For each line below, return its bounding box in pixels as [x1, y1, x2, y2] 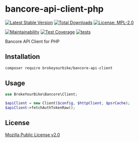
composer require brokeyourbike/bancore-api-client [5, 65, 113, 70]
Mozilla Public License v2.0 [5, 132, 60, 138]
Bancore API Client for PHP [5, 38, 60, 44]
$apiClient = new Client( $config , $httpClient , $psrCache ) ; [5, 101, 131, 106]
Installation [5, 53, 40, 61]
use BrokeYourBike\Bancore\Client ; [5, 92, 78, 97]
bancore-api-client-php [5, 3, 104, 15]
